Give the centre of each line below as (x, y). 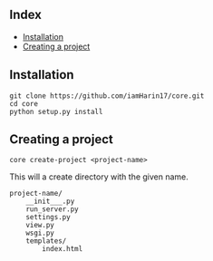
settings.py (48, 217)
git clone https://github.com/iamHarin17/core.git (107, 96)
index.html (63, 249)
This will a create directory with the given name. (99, 177)
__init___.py (50, 202)
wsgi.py (40, 233)
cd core (24, 103)
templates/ (46, 241)
